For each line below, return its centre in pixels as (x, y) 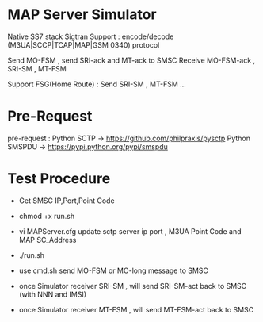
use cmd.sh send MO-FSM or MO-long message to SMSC (114, 270)
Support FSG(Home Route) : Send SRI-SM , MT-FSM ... (97, 84)
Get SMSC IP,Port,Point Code (67, 201)
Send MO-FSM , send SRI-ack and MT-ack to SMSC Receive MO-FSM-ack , (131, 60)
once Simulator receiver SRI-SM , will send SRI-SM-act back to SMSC (133, 286)
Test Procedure (59, 179)
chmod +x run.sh (47, 216)
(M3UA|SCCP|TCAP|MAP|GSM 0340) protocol (84, 44)
